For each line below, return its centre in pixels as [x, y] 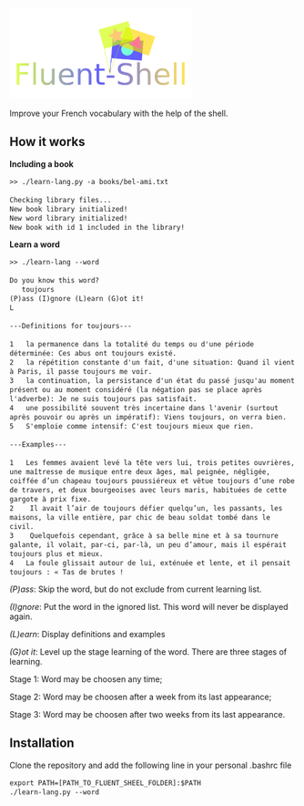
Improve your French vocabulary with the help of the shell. [119, 113]
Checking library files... [61, 200]
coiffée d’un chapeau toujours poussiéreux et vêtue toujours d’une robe [152, 480]
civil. [22, 526]
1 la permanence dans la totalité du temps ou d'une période [132, 344]
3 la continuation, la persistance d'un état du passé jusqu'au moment [152, 380]
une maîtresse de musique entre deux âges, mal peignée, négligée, [140, 471]
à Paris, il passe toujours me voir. [81, 371]
